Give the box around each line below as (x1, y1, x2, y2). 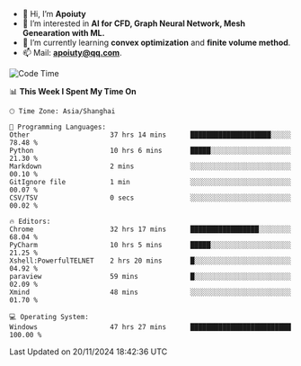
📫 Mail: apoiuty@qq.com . (22, 48, 123, 58)
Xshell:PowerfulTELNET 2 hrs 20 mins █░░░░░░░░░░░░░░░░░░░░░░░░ (9, 256, 292, 265)
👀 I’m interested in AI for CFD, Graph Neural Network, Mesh (22, 18, 245, 29)
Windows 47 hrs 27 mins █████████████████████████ (9, 323, 292, 332)
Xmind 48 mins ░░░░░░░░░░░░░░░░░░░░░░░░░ (9, 288, 292, 297)
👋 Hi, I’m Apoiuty (22, 9, 87, 19)
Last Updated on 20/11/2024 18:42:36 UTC (9, 346, 168, 357)
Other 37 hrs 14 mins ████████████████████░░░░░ (9, 130, 292, 139)
